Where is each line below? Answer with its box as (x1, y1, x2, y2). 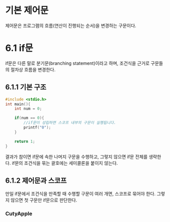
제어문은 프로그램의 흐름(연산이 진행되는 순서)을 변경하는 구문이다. (5, 22, 136, 29)
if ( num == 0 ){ (14, 115, 44, 120)
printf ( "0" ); (23, 125, 51, 130)
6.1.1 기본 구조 (5, 83, 47, 92)
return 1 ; (14, 139, 36, 144)
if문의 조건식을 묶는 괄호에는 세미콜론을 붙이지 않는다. (12, 160, 118, 166)
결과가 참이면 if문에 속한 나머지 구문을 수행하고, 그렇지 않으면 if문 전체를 (5, 154, 148, 160)
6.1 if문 (5, 42, 34, 54)
